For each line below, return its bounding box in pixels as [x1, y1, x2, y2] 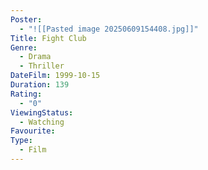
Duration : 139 [10, 80, 70, 90]
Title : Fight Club [10, 33, 87, 43]
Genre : [10, 42, 38, 53]
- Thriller [19, 61, 65, 71]
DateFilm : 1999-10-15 [10, 71, 101, 81]
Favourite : [10, 126, 56, 136]
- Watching [19, 117, 65, 127]
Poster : [10, 14, 43, 25]
